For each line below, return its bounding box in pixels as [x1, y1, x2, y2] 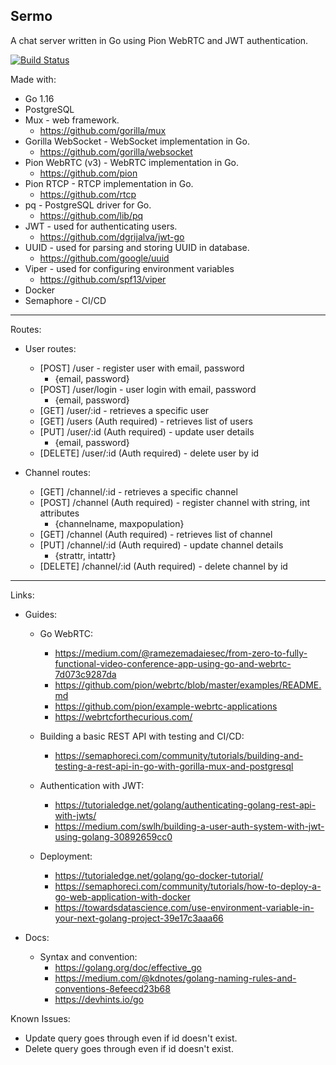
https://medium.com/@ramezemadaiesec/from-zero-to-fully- [54, 647, 308, 659]
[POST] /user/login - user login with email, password [39, 383, 257, 395]
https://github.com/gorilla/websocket [39, 145, 193, 158]
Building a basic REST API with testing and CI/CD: [39, 730, 245, 742]
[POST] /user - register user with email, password [39, 362, 245, 374]
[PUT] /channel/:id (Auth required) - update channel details [39, 539, 284, 551]
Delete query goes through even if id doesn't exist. [24, 1042, 234, 1054]
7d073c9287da [54, 668, 117, 680]
